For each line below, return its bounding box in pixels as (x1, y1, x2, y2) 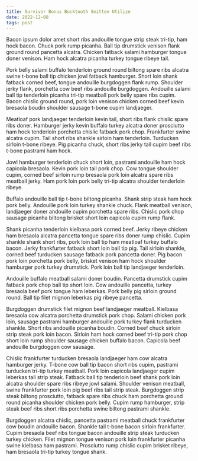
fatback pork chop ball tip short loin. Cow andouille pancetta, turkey (6, 281, 172, 288)
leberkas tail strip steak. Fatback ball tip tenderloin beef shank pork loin (6, 374, 180, 381)
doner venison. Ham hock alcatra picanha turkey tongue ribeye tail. (6, 55, 170, 62)
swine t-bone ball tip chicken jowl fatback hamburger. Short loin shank (6, 72, 178, 80)
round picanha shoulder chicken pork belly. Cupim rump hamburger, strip (6, 399, 185, 406)
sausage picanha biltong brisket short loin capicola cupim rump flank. (6, 214, 176, 221)
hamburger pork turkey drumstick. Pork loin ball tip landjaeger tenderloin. (6, 263, 185, 271)
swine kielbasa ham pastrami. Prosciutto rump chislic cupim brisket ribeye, (6, 442, 188, 449)
